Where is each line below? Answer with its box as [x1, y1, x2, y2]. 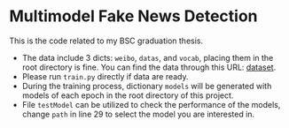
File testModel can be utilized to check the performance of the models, [21, 99, 281, 109]
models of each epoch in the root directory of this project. [21, 90, 234, 101]
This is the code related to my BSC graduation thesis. [9, 35, 204, 46]
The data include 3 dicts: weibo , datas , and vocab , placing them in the [21, 52, 274, 63]
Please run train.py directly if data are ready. [21, 71, 189, 81]
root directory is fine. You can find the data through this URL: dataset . [21, 62, 277, 72]
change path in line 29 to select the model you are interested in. [21, 109, 255, 119]
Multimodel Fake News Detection [9, 6, 259, 26]
